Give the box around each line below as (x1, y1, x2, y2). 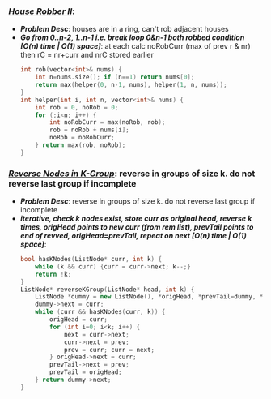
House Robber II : (8, 6, 75, 17)
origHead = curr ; (49, 315, 108, 324)
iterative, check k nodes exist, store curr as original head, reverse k (19, 213, 252, 224)
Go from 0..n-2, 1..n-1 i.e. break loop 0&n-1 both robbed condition (19, 32, 245, 42)
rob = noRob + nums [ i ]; (49, 126, 129, 135)
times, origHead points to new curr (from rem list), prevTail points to (19, 222, 254, 232)
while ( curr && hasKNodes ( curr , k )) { (35, 308, 166, 316)
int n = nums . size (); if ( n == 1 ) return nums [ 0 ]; (35, 73, 195, 82)
